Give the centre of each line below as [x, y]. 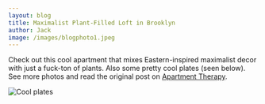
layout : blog [30, 15]
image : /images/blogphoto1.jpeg [61, 37]
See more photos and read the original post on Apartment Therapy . [118, 76]
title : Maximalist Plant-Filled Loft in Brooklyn [92, 23]
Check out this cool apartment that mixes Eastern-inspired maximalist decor [132, 60]
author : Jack [30, 30]
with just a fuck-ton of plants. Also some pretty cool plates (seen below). [127, 69]
